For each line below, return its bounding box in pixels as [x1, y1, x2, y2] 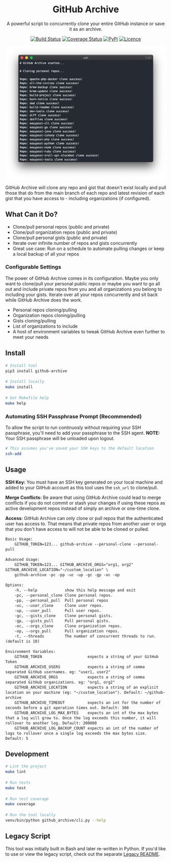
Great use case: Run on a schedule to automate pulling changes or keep [12, 245, 164, 252]
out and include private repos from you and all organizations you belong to [5, 286, 162, 292]
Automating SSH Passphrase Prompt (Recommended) [5, 413, 142, 420]
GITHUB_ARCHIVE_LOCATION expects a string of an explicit [14, 685, 159, 690]
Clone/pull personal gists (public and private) [12, 234, 108, 241]
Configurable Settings [5, 263, 61, 270]
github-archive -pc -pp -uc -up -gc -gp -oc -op [14, 572, 120, 577]
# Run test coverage [5, 796, 50, 801]
